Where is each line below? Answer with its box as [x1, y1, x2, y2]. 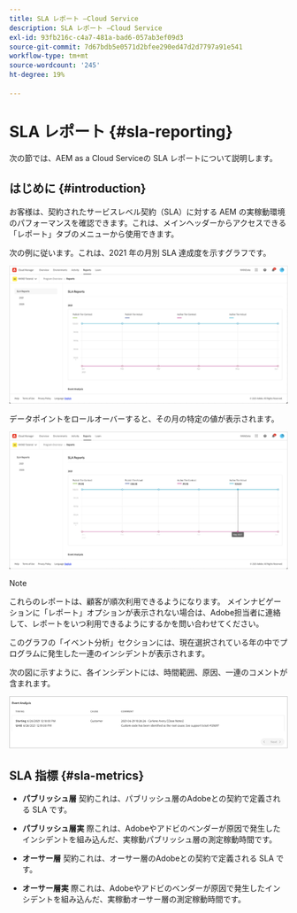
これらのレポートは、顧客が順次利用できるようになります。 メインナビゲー [9, 596, 282, 607]
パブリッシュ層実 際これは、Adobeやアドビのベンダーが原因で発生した [21, 824, 281, 834]
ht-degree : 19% [9, 71, 65, 80]
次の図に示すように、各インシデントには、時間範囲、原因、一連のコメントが [9, 667, 288, 677]
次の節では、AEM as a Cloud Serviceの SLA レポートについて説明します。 [9, 152, 278, 163]
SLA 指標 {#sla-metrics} [9, 768, 144, 783]
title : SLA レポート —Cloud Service [9, 14, 139, 23]
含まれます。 [9, 678, 56, 689]
